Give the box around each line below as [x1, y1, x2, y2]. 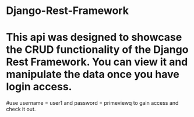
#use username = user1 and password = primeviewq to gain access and [6, 100, 179, 107]
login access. [6, 80, 72, 94]
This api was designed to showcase [6, 31, 182, 44]
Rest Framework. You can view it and [6, 55, 188, 69]
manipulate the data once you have [6, 68, 179, 81]
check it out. [6, 106, 36, 113]
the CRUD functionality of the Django [6, 43, 189, 56]
